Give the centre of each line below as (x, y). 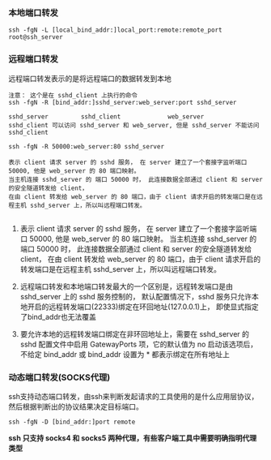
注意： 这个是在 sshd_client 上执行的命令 (73, 95)
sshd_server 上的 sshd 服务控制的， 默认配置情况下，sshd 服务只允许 (136, 296)
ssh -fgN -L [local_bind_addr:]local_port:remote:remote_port (115, 30)
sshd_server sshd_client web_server (106, 116)
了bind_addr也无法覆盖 (58, 316)
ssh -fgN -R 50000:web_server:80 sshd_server (86, 146)
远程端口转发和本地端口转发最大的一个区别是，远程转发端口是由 (126, 286)
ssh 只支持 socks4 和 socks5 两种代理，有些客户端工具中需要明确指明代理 (133, 438)
